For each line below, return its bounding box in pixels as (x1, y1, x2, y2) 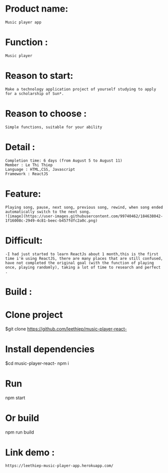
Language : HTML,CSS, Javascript (5, 167, 75, 172)
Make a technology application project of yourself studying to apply (5, 86, 156, 91)
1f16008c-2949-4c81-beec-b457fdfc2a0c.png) (5, 218, 98, 223)
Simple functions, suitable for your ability (5, 124, 102, 129)
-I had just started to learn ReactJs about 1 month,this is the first (5, 251, 158, 257)
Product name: (5, 3, 68, 15)
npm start (5, 395, 26, 401)
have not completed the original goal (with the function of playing (5, 260, 154, 265)
